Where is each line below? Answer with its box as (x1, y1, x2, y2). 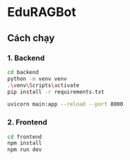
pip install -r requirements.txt (7, 88, 105, 95)
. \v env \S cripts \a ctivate (7, 82, 80, 89)
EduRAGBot (7, 4, 77, 20)
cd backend (7, 68, 39, 75)
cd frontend (7, 133, 42, 140)
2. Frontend (7, 117, 48, 127)
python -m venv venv (7, 75, 68, 82)
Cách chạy (7, 32, 55, 44)
